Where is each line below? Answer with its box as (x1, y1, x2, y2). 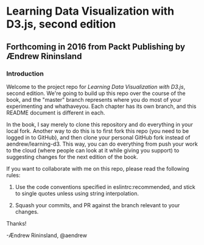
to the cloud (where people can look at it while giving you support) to (6, 146, 180, 154)
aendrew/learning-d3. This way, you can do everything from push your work (6, 140, 198, 147)
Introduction (6, 69, 44, 77)
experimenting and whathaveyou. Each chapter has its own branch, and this (6, 102, 197, 110)
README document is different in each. (6, 108, 105, 116)
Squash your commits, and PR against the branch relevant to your (15, 201, 180, 208)
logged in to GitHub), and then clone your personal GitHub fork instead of (6, 133, 191, 141)
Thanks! (6, 219, 27, 227)
